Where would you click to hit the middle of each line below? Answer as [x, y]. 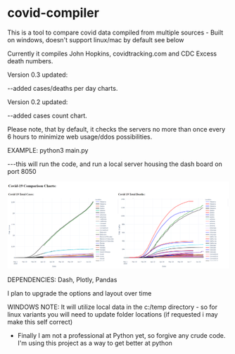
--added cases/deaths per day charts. [63, 88]
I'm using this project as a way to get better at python [95, 343]
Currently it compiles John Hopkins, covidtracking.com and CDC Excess [112, 53]
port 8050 [22, 171]
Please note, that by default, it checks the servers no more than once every [116, 129]
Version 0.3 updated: [38, 75]
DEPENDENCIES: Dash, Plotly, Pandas [62, 280]
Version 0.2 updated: [38, 102]
